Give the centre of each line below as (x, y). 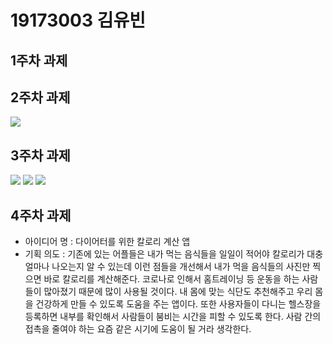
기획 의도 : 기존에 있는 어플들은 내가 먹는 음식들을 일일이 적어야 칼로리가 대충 (174, 254)
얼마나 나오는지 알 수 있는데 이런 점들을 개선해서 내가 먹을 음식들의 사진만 (167, 267)
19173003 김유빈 (78, 20)
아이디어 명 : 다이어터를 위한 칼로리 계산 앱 (107, 242)
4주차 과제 (41, 215)
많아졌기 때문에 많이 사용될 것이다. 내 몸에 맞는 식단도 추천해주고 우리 (178, 292)
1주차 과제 (39, 60)
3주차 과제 (40, 155)
